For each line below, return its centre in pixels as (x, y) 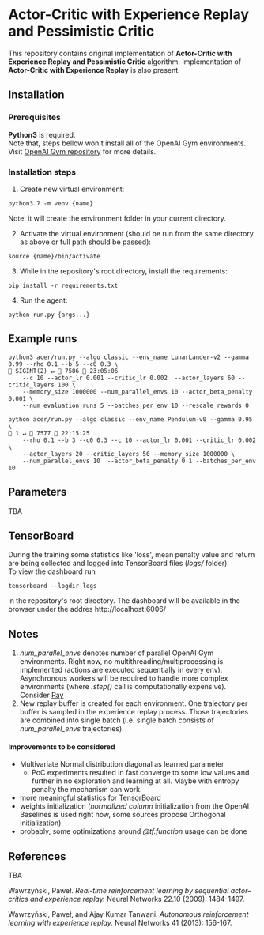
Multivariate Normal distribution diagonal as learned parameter (122, 764)
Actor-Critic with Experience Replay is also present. (94, 70)
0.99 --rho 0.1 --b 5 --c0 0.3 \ (63, 364)
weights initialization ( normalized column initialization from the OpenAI (134, 806)
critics (19, 899)
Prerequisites (34, 118)
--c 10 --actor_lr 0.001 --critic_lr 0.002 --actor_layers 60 (129, 378)
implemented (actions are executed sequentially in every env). (121, 670)
